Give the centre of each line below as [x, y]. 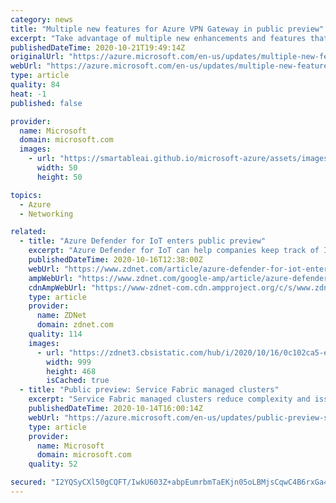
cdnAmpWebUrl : [57, 287]
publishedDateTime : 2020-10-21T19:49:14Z [98, 47]
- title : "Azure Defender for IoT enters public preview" [143, 241]
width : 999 [69, 362]
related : [28, 232]
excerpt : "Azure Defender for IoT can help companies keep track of [174, 251]
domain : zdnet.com [75, 325]
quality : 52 [53, 464]
